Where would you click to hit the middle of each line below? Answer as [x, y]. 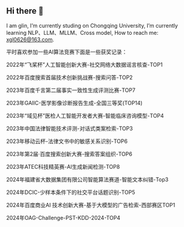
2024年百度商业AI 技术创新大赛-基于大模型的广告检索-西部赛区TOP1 [91, 205]
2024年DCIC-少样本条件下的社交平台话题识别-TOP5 [71, 192]
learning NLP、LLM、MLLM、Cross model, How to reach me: [82, 32]
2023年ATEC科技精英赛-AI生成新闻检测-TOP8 [63, 166]
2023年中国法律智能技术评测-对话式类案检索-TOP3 [70, 128]
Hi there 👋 [25, 11]
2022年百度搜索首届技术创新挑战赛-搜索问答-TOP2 [70, 77]
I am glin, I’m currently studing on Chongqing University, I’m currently [92, 25]
